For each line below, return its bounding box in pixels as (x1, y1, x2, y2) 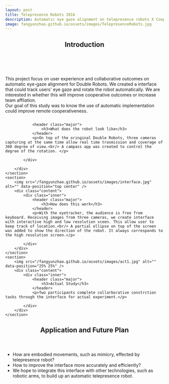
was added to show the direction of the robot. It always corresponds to (5, 228, 163, 233)
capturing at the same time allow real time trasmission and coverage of (5, 139, 163, 145)
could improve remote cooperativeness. (5, 108, 88, 114)
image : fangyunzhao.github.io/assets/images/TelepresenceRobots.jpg (5, 21, 152, 27)
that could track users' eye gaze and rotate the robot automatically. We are (5, 86, 160, 92)
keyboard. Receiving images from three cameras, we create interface (5, 215, 154, 220)
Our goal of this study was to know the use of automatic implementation (5, 102, 155, 109)
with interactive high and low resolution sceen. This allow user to (5, 219, 154, 224)
